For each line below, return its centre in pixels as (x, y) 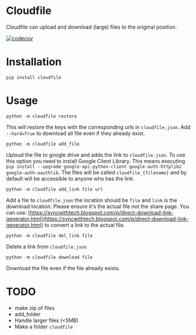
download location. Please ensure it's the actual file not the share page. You (97, 206)
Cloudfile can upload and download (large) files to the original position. (92, 27)
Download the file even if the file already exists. (63, 268)
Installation (34, 62)
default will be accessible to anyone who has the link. (70, 178)
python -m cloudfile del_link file (49, 236)
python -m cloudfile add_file (43, 144)
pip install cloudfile (34, 77)
